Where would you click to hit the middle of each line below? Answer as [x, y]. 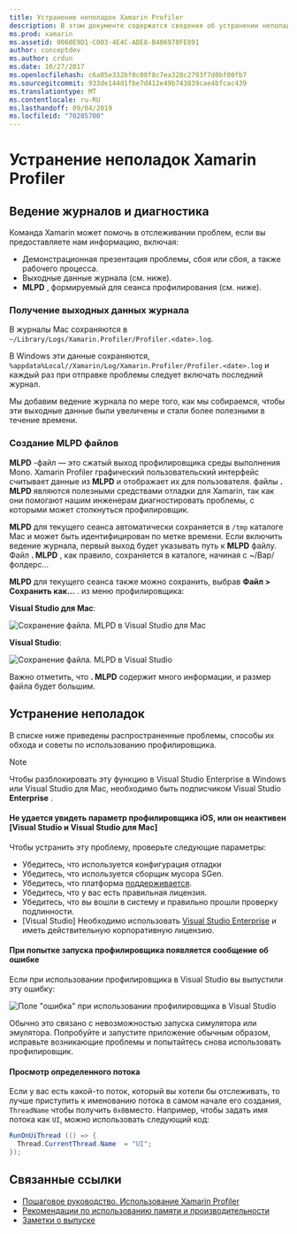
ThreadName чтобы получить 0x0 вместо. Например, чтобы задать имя [138, 1110]
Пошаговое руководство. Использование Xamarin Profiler [131, 1201]
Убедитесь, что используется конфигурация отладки [122, 864]
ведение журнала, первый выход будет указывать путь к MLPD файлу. [143, 545]
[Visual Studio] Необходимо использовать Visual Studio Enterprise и [149, 921]
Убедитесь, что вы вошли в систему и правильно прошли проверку [150, 902]
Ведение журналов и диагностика [109, 211]
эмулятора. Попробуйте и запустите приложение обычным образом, [140, 1032]
